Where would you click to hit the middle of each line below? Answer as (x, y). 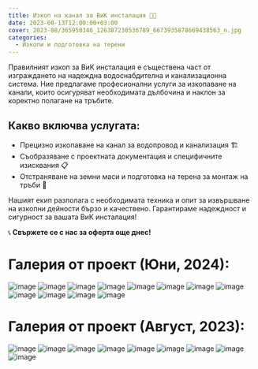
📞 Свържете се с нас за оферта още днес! (80, 232)
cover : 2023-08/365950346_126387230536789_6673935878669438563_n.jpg (125, 30)
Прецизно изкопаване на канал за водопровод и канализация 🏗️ (129, 145)
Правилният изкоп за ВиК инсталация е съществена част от (110, 67)
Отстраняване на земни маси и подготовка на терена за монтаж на (134, 176)
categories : (28, 37)
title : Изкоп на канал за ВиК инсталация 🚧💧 (82, 15)
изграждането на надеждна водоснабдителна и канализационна (118, 76)
